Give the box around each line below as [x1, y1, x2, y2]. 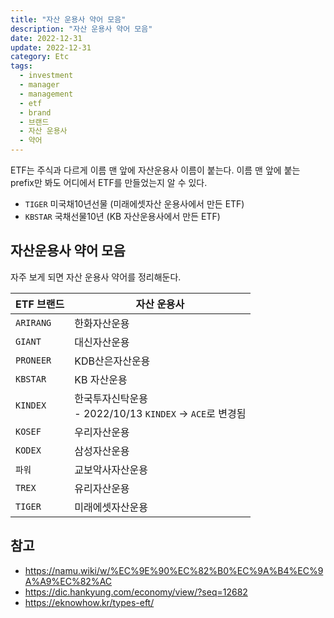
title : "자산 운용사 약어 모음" [10, 14, 127, 25]
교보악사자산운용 [74, 462, 149, 476]
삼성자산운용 [74, 444, 130, 458]
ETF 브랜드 [15, 297, 65, 311]
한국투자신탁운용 [74, 391, 149, 405]
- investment [19, 71, 74, 81]
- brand [19, 107, 52, 118]
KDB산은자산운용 [74, 354, 151, 368]
